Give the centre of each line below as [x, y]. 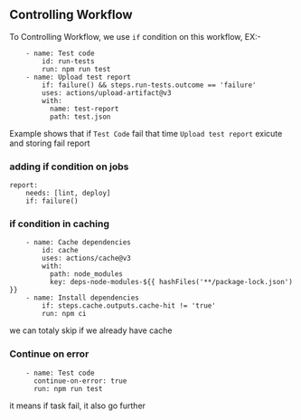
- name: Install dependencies [83, 298]
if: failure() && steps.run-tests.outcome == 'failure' [149, 85]
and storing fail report [50, 143]
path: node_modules [86, 274]
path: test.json [80, 117]
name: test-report [84, 109]
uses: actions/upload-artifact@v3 [107, 93]
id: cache [60, 251]
